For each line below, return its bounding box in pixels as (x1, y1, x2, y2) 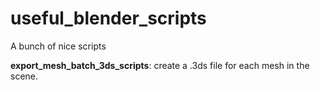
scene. (10, 70, 39, 82)
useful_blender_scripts (10, 7, 207, 30)
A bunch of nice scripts (10, 40, 107, 52)
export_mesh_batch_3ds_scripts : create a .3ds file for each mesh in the (10, 59, 310, 71)
